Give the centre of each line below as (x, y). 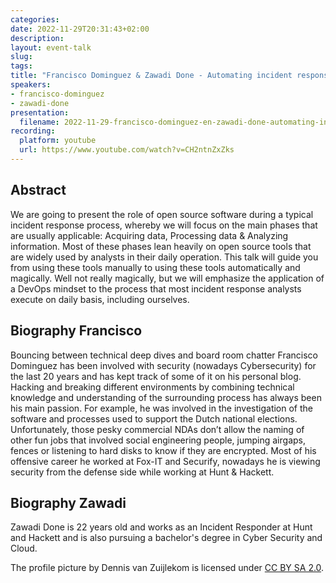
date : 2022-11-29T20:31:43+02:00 (80, 29)
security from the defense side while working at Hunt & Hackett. (142, 472)
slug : (21, 57)
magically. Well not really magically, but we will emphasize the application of (167, 278)
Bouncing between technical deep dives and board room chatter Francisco (164, 355)
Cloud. (24, 548)
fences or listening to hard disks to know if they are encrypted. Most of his (163, 450)
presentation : (40, 112)
